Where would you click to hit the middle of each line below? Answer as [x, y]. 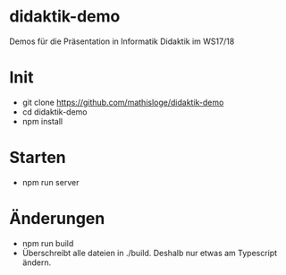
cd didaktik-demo [55, 112]
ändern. [37, 262]
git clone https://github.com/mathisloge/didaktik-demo [123, 102]
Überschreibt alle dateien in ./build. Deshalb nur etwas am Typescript [150, 253]
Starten [38, 158]
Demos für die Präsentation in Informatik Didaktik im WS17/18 [122, 41]
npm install [42, 121]
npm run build [48, 243]
